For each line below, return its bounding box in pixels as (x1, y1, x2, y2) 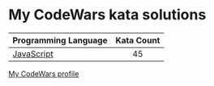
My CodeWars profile (8, 68, 79, 78)
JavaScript (12, 48, 54, 59)
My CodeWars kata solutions (8, 6, 207, 24)
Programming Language (12, 35, 108, 46)
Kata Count (115, 35, 160, 46)
